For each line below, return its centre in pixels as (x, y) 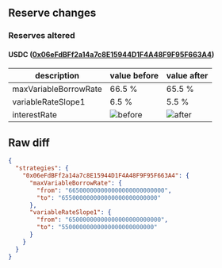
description (57, 75)
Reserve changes (52, 13)
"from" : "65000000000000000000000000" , (103, 220)
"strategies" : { (42, 168)
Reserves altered (42, 36)
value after (187, 75)
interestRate (35, 114)
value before (134, 75)
